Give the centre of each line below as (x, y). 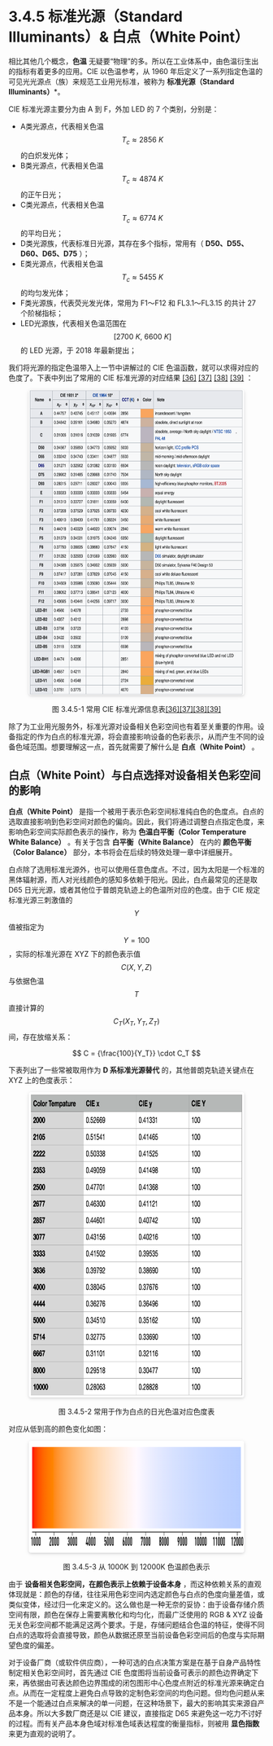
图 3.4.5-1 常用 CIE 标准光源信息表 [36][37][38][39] (136, 709)
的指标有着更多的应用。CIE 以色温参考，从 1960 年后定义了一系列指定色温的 (136, 71)
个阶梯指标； (41, 314)
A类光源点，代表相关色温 (62, 126)
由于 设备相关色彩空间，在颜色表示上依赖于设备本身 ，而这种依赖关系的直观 (135, 1584)
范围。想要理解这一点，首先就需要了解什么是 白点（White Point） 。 (144, 747)
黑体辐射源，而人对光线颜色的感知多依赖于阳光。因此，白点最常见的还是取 (133, 880)
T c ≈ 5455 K (143, 278)
